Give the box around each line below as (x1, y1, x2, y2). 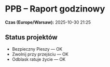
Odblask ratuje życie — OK (12, 56, 66, 62)
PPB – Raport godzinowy (5, 3, 105, 14)
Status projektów (5, 33, 58, 41)
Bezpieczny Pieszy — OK (12, 46, 63, 52)
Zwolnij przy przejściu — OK (12, 51, 69, 57)
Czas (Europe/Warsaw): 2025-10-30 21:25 (5, 19, 91, 25)
